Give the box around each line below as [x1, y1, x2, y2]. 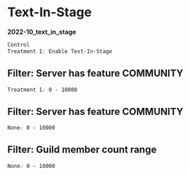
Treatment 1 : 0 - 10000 [7, 86, 78, 93]
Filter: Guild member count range [7, 144, 157, 156]
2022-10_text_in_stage [7, 28, 77, 36]
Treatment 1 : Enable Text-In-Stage [7, 47, 113, 55]
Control [7, 41, 30, 48]
